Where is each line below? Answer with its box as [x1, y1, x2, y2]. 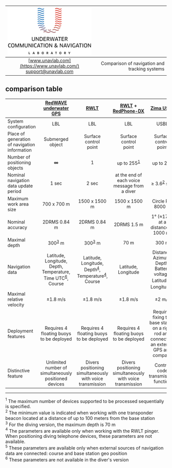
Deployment [7, 328, 33, 334]
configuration [7, 123, 36, 129]
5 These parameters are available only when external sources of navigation [5, 444, 164, 451]
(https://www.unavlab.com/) [19, 63, 79, 69]
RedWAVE [45, 100, 68, 106]
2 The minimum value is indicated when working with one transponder [5, 409, 154, 416]
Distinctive [7, 367, 30, 373]
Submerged [44, 136, 69, 142]
